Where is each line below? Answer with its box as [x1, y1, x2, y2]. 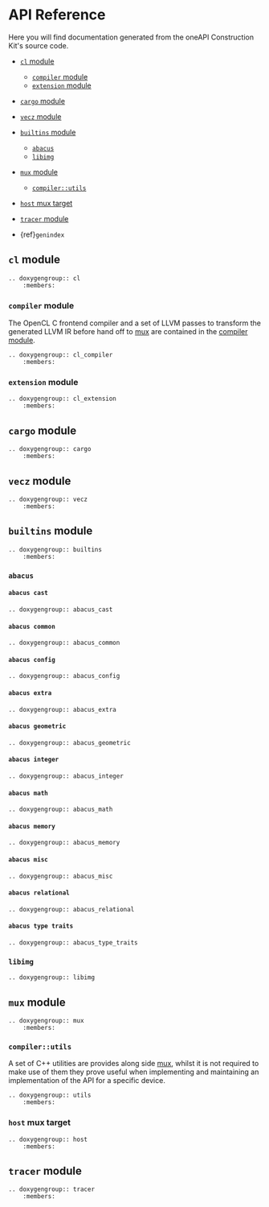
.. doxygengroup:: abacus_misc [8, 872, 113, 880]
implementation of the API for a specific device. [8, 1076, 166, 1085]
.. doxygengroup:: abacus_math [8, 805, 113, 814]
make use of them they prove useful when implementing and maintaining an [8, 1067, 259, 1077]
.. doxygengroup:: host [8, 1135, 88, 1143]
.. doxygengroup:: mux [8, 1017, 84, 1025]
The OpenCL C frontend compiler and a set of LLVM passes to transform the [8, 318, 262, 328]
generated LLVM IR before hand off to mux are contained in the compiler [8, 327, 248, 337]
